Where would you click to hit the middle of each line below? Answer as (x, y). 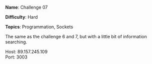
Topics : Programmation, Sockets (39, 27)
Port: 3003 (16, 57)
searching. (16, 42)
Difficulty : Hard (22, 17)
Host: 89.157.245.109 (26, 52)
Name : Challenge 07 (26, 7)
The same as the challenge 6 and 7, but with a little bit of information (76, 37)
